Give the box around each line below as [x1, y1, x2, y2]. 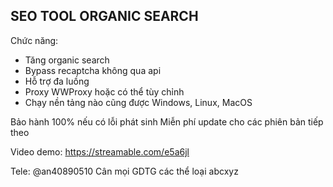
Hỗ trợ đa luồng [24, 75, 90, 87]
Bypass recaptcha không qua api [24, 64, 162, 76]
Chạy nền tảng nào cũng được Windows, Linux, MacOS [24, 96, 253, 108]
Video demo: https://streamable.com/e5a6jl [10, 145, 190, 158]
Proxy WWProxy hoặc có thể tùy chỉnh [24, 85, 185, 98]
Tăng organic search [24, 54, 110, 66]
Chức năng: [10, 34, 59, 46]
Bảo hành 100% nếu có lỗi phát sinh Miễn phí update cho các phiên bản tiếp [10, 115, 324, 128]
